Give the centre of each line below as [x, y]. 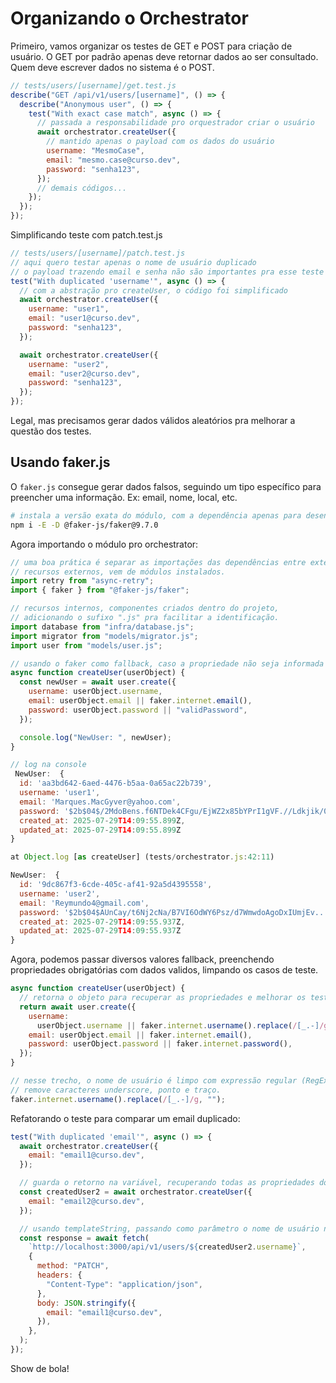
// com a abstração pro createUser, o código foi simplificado [153, 290]
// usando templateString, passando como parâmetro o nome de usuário [169, 1228]
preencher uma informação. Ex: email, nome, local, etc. [124, 497]
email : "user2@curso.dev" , [84, 373]
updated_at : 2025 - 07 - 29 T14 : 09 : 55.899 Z [100, 830]
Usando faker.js [60, 462]
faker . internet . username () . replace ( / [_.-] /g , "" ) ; [118, 1099]
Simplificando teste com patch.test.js [86, 235]
